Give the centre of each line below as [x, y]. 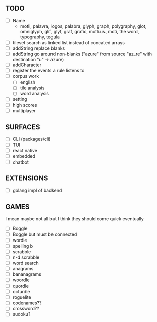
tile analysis [32, 88]
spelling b [23, 246]
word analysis [35, 94]
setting [20, 99]
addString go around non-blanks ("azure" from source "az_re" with [82, 54]
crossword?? [26, 309]
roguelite [22, 297]
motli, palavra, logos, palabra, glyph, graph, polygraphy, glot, [83, 26]
